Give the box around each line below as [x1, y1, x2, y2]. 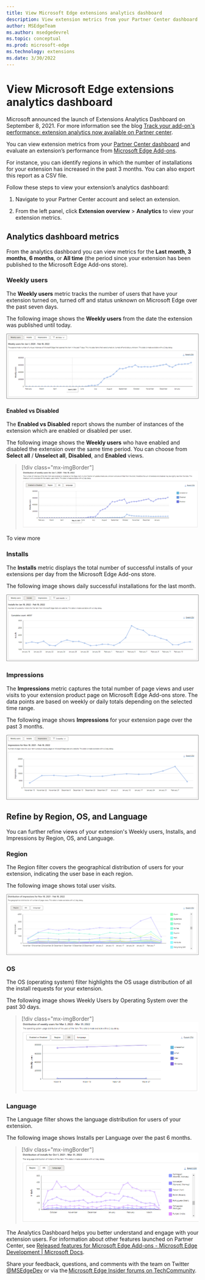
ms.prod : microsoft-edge [6, 42, 70, 48]
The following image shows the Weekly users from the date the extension [6, 315, 193, 322]
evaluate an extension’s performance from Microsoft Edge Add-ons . [6, 147, 178, 154]
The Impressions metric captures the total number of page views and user [6, 684, 194, 692]
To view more [6, 534, 41, 542]
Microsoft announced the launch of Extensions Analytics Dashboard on [6, 115, 185, 122]
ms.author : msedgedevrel [6, 29, 70, 36]
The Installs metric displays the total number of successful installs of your [6, 564, 193, 571]
